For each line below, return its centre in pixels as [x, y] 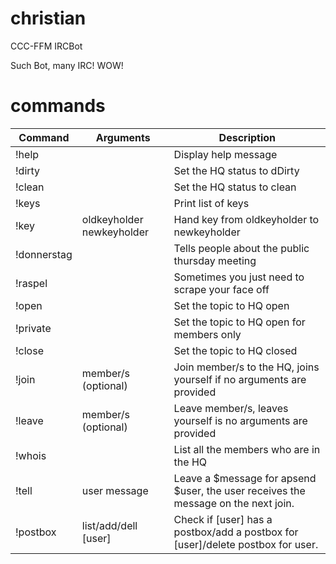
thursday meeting [215, 260]
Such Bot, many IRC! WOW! [67, 65]
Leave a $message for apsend [245, 478]
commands [58, 106]
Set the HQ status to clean [235, 187]
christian [48, 18]
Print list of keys [211, 203]
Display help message [225, 154]
